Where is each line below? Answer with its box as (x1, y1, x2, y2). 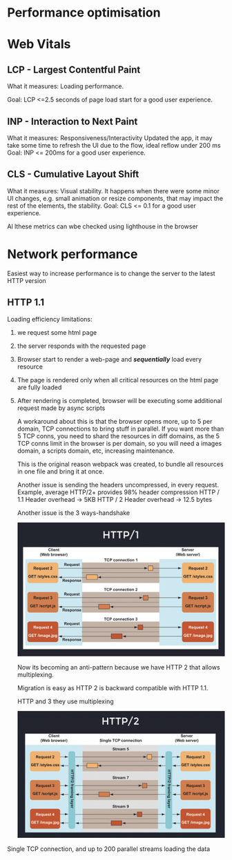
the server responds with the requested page (17, 342, 146, 350)
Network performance (7, 246, 138, 262)
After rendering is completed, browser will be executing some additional (17, 396, 222, 404)
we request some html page (17, 328, 97, 336)
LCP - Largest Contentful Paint (7, 63, 141, 75)
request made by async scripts (17, 404, 106, 412)
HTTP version (7, 276, 46, 284)
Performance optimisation (7, 5, 161, 21)
